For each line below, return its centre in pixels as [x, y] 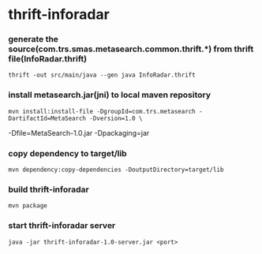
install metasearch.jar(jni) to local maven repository [110, 95]
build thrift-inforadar [49, 189]
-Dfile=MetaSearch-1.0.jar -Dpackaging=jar [79, 133]
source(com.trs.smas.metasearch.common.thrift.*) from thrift [131, 49]
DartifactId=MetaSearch [47, 118]
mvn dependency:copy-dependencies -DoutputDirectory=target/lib [116, 170]
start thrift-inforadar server [62, 226]
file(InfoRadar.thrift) [48, 59]
